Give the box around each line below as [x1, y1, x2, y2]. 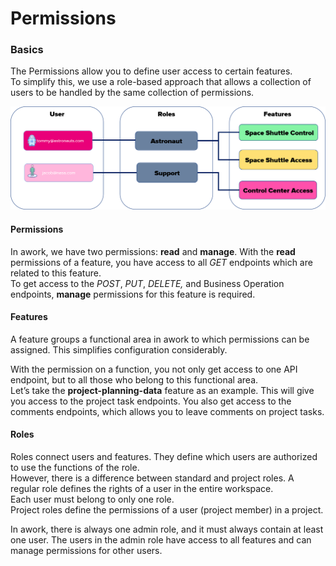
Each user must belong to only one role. [10, 493, 175, 505]
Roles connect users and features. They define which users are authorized [10, 450, 318, 462]
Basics [10, 43, 44, 57]
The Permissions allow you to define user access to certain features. [10, 65, 293, 77]
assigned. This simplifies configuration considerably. [10, 343, 228, 356]
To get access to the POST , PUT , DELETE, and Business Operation [10, 277, 285, 289]
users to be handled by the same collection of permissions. [10, 87, 255, 99]
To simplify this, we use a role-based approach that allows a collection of [10, 76, 312, 88]
